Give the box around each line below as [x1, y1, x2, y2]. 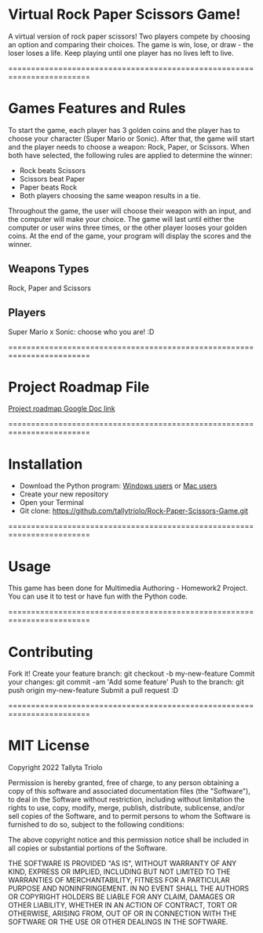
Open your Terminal [19, 498, 84, 507]
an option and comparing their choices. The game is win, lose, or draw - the [8, 39, 254, 49]
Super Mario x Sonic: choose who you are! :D [8, 326, 155, 336]
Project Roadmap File [8, 378, 150, 396]
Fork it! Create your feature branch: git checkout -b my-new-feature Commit [8, 669, 255, 678]
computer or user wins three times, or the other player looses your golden [8, 223, 247, 232]
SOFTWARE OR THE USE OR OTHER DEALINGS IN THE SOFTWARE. [8, 917, 228, 927]
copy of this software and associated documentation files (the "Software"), [8, 787, 251, 796]
